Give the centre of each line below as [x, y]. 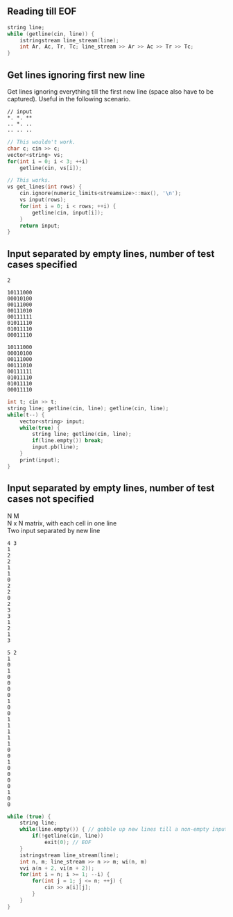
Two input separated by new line [54, 530]
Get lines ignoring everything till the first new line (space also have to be [110, 92]
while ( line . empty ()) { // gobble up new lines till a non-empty [114, 830]
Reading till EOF [42, 11]
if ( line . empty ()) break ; [68, 441]
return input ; [40, 226]
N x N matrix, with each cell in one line [62, 523]
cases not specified [51, 499]
